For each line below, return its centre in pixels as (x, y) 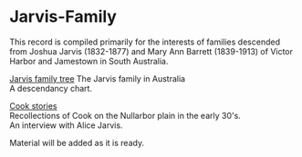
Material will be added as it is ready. (77, 142)
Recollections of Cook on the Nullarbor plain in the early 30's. (125, 115)
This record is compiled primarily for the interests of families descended (145, 42)
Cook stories (33, 105)
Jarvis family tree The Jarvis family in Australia (97, 78)
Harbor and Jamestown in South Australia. (89, 61)
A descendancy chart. (51, 88)
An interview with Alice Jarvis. (66, 125)
